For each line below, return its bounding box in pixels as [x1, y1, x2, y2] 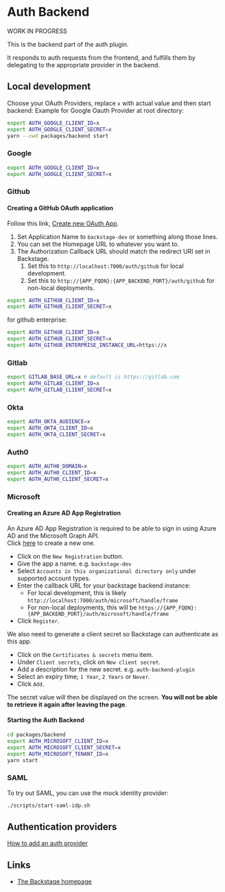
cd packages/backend [7, 731, 67, 739]
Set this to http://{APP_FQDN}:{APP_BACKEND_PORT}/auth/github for [27, 276, 215, 285]
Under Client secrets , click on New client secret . [16, 658, 161, 666]
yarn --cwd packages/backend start [7, 132, 109, 140]
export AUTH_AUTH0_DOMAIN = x [7, 463, 88, 470]
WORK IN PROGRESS [7, 27, 67, 35]
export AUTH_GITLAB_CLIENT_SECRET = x [7, 386, 112, 393]
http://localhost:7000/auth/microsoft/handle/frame [27, 597, 178, 604]
